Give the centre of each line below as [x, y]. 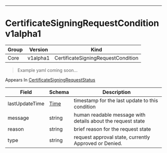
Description [117, 92]
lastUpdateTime [26, 103]
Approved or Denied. [98, 143]
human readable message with [110, 115]
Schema [59, 92]
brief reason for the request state [112, 129]
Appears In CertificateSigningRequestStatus [50, 79]
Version [39, 49]
